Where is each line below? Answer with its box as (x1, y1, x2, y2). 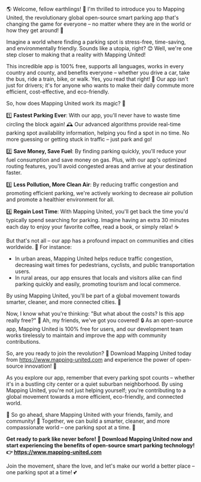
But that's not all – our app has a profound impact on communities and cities (6, 237, 194, 244)
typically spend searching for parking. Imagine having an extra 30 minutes (6, 217, 190, 223)
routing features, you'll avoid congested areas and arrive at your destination (6, 163, 193, 169)
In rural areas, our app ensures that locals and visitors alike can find (14, 274, 182, 281)
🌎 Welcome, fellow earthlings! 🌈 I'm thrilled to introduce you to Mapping (6, 5, 185, 13)
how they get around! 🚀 (6, 27, 64, 34)
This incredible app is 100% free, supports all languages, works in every (6, 63, 184, 69)
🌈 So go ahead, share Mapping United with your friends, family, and (6, 411, 173, 418)
